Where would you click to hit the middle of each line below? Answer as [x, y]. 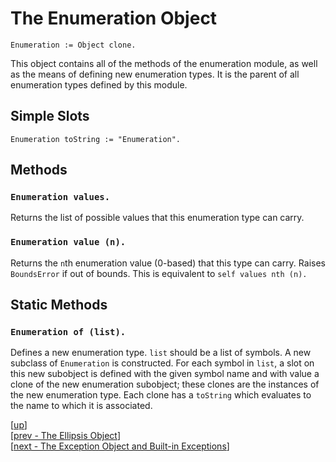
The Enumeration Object [114, 18]
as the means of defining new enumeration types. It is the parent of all [155, 74]
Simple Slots [50, 116]
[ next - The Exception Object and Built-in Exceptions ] [120, 446]
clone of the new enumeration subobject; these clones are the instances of [165, 384]
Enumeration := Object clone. [73, 45]
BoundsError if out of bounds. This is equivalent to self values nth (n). [159, 273]
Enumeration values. [60, 197]
